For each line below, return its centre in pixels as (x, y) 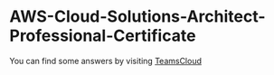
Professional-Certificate (103, 36)
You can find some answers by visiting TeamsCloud (105, 61)
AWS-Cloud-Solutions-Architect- (137, 17)
